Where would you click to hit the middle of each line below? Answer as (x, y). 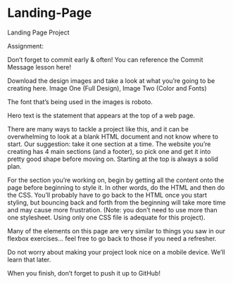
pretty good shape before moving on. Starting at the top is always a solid (113, 159)
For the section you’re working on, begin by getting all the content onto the (116, 180)
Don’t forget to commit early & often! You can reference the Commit (105, 59)
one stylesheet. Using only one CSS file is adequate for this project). (106, 217)
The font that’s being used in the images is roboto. (80, 102)
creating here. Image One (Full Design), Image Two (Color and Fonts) (107, 88)
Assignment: (25, 46)
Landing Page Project (38, 32)
